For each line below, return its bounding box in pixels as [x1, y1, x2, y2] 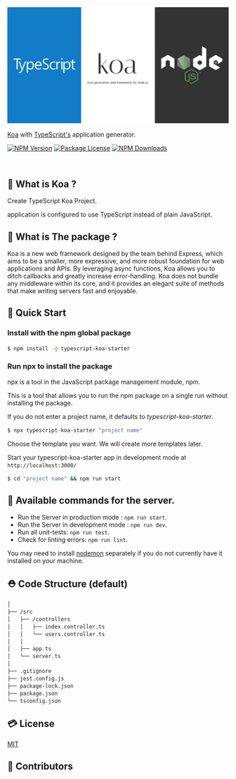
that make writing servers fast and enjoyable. [7, 286, 138, 295]
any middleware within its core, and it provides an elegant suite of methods [7, 279, 225, 288]
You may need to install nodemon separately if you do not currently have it [7, 549, 223, 558]
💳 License [7, 717, 55, 730]
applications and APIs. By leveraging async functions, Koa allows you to [7, 264, 216, 273]
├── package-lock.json [7, 682, 74, 690]
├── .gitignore [7, 668, 52, 675]
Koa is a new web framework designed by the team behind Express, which [7, 249, 223, 257]
